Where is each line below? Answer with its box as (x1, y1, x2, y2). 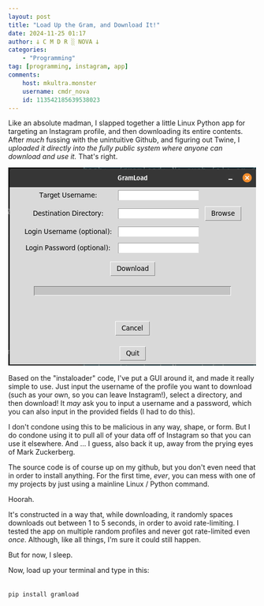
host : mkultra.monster (22, 79, 97, 87)
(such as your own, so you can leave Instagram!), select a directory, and (8, 390, 243, 400)
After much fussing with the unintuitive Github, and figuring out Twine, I (8, 135, 240, 145)
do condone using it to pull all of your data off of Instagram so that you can (8, 430, 251, 441)
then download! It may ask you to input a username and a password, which (8, 399, 252, 408)
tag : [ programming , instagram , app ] (8, 63, 128, 71)
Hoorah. (8, 495, 35, 504)
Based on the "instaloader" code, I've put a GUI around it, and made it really (8, 374, 255, 383)
